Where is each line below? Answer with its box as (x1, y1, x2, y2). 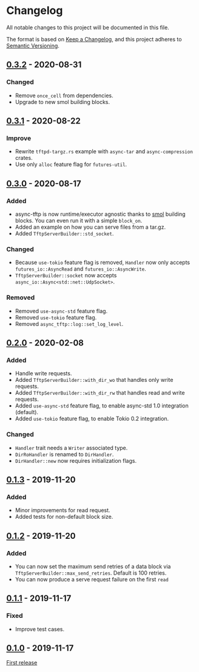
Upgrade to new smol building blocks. (15, 98, 110, 105)
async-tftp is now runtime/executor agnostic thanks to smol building (15, 210, 186, 218)
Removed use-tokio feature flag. (15, 314, 97, 321)
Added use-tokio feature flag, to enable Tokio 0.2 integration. (15, 415, 169, 423)
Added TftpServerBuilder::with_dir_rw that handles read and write (15, 389, 185, 397)
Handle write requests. (15, 370, 72, 377)
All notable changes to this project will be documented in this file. (6, 24, 170, 31)
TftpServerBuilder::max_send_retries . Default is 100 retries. (15, 569, 167, 577)
